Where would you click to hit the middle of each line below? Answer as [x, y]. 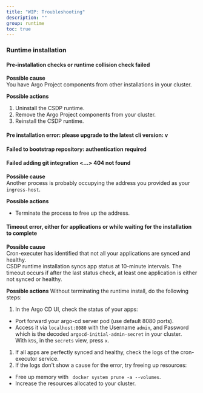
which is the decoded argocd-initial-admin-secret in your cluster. [98, 334]
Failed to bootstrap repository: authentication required [76, 149]
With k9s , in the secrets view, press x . [62, 340]
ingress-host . [23, 189]
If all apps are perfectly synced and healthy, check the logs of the [97, 352]
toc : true [19, 29]
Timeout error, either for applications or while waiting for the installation [99, 227]
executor [26, 358]
